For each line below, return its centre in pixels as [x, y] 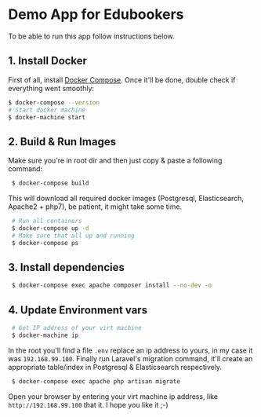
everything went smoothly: [51, 88]
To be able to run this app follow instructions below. [91, 36]
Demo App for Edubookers [96, 15]
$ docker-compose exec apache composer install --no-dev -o [112, 285]
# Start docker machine [47, 110]
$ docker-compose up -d [50, 228]
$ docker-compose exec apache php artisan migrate [96, 381]
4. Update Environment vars [78, 310]
